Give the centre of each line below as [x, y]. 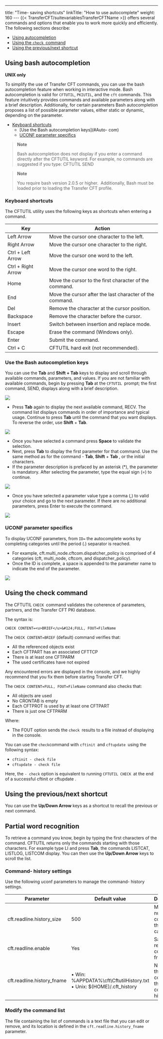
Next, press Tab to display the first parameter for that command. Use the [85, 451]
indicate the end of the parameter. [46, 568]
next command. [21, 811]
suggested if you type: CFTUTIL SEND [55, 164]
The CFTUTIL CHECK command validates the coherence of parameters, [75, 605]
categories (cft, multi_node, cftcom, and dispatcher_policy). [72, 558]
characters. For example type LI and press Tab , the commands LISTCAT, [78, 848]
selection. [22, 446]
